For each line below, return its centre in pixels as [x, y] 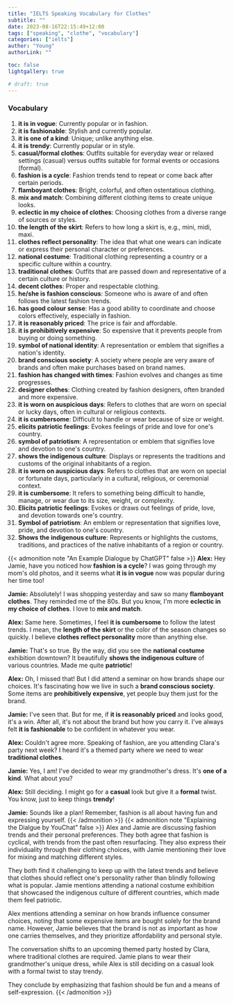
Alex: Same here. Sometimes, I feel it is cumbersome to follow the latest [112, 622]
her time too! [26, 580]
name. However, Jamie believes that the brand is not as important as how [113, 928]
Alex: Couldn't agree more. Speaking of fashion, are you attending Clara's [114, 742]
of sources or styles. [47, 219]
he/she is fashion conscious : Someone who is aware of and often [113, 294]
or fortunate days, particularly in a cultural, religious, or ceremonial [113, 478]
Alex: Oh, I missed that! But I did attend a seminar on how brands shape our [116, 678]
